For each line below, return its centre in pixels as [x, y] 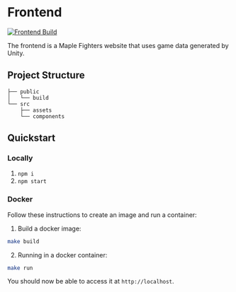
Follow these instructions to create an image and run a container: [102, 215]
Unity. [16, 53]
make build [23, 241]
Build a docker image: [49, 228]
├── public [23, 92]
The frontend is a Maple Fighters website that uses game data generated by [118, 45]
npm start [32, 182]
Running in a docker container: [62, 255]
